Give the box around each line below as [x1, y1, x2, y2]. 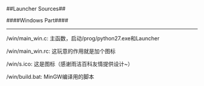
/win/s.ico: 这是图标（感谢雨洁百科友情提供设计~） [6, 60, 134, 67]
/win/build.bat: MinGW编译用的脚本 [6, 73, 95, 80]
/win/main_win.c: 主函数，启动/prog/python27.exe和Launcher [6, 35, 160, 41]
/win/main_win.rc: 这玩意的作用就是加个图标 [6, 48, 116, 55]
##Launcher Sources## [6, 5, 66, 12]
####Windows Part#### [6, 17, 69, 23]
